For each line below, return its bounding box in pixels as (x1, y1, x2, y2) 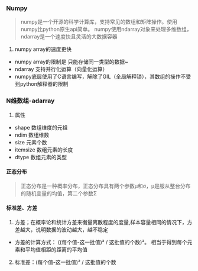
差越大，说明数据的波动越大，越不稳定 (14, 226, 108, 233)
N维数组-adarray (6, 96, 55, 105)
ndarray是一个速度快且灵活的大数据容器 (20, 33, 118, 40)
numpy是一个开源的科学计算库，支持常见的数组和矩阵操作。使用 (20, 18, 177, 25)
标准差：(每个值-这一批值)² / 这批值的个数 (14, 259, 116, 266)
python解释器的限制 (20, 80, 69, 88)
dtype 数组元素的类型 (14, 153, 67, 160)
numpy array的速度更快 (14, 46, 72, 53)
